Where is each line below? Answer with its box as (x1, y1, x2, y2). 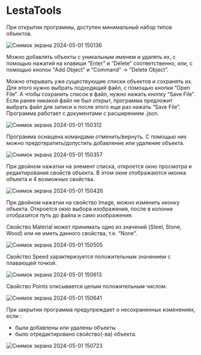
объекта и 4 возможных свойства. (6, 175, 95, 182)
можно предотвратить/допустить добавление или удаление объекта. (6, 139, 185, 146)
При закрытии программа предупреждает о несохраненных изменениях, (6, 306, 196, 313)
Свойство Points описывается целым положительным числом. (6, 282, 167, 289)
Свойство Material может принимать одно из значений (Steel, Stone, (6, 223, 182, 230)
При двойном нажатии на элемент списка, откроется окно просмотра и (6, 162, 192, 170)
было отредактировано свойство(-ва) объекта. (14, 330, 137, 338)
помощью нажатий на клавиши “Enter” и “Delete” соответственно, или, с (6, 60, 193, 67)
